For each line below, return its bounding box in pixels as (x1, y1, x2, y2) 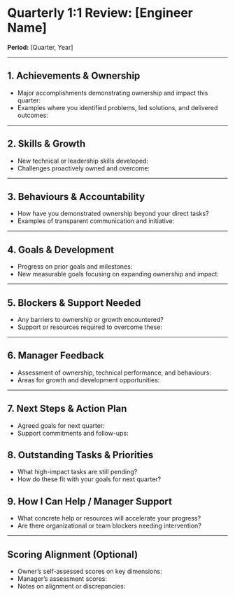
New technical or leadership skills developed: (17, 156, 149, 165)
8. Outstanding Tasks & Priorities (7, 449, 154, 461)
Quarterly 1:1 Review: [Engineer (7, 5, 194, 21)
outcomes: (17, 111, 49, 119)
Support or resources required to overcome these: (17, 323, 163, 331)
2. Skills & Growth (7, 138, 86, 150)
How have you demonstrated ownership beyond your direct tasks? (17, 209, 209, 218)
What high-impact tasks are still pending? (17, 468, 138, 476)
